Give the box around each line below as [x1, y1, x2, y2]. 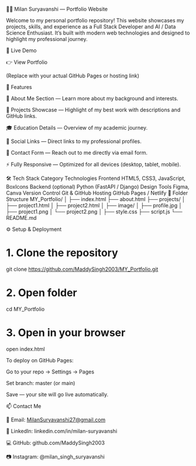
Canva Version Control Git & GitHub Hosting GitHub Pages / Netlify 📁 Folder [6, 189, 188, 196]
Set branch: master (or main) [6, 379, 75, 386]
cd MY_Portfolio [6, 305, 45, 312]
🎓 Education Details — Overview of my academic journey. [6, 124, 148, 131]
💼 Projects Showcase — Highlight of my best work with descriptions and [6, 106, 181, 113]
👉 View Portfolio [6, 59, 48, 66]
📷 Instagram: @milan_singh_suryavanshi [6, 453, 105, 460]
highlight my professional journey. [6, 36, 88, 42]
